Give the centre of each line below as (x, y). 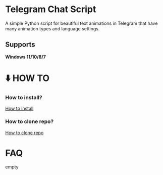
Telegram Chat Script (51, 9)
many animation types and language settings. (52, 28)
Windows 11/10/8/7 (26, 57)
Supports (20, 45)
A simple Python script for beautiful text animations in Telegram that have (82, 23)
